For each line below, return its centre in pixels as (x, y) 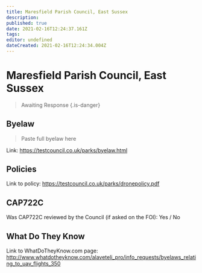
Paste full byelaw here (49, 138)
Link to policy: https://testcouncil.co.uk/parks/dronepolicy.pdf (83, 184)
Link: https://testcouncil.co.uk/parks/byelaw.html (67, 150)
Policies (22, 169)
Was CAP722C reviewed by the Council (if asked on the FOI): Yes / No (93, 217)
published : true (27, 23)
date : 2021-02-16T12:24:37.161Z (47, 29)
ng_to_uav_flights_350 (33, 264)
